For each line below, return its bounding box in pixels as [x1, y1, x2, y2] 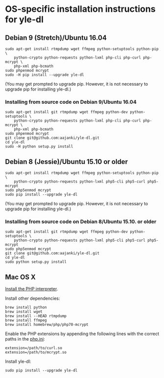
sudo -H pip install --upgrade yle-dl [5, 72, 84, 77]
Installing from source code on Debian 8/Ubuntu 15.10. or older [5, 218, 157, 225]
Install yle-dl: [5, 358, 31, 365]
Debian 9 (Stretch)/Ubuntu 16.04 [5, 33, 107, 42]
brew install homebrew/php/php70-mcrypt [5, 322, 89, 327]
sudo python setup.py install [5, 259, 67, 264]
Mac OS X [5, 273, 36, 281]
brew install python [5, 305, 47, 310]
